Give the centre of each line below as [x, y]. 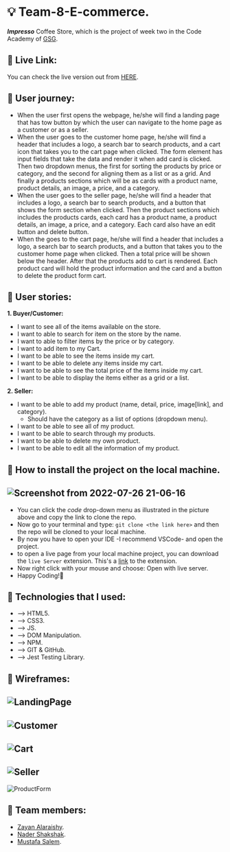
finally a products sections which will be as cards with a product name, [117, 181]
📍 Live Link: [32, 60]
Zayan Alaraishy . [41, 827]
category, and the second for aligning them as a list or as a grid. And [114, 173]
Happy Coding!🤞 [40, 575]
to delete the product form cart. [61, 275]
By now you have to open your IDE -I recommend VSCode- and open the [120, 539]
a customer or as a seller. [53, 129]
